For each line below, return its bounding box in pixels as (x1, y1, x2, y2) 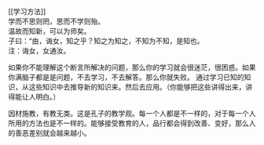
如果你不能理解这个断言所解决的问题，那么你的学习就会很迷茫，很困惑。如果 (8, 63, 256, 72)
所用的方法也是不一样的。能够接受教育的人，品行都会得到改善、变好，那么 (8, 118, 249, 128)
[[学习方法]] (8, 7, 46, 16)
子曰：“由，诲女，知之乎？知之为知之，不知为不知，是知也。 (8, 36, 204, 45)
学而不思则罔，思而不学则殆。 (8, 16, 104, 26)
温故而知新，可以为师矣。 (8, 27, 91, 35)
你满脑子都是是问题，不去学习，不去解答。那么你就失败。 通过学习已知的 (8, 73, 244, 82)
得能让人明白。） (8, 92, 60, 101)
